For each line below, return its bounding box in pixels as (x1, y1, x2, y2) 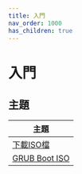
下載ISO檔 (12, 140, 50, 151)
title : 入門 (8, 11, 45, 20)
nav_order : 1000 (8, 19, 62, 27)
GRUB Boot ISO (12, 153, 70, 164)
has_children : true (8, 26, 73, 34)
